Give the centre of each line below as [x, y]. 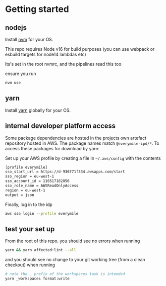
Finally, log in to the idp [29, 204]
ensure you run [21, 74]
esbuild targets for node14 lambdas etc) [46, 54]
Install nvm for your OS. [29, 39]
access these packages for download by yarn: [53, 148]
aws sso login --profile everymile [42, 213]
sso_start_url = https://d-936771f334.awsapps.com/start [65, 172]
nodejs [16, 28]
